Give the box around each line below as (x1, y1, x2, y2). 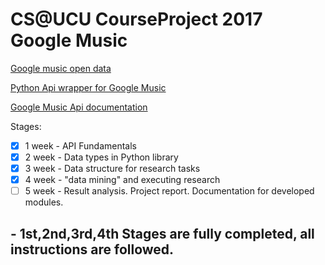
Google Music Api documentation (10, 101, 148, 113)
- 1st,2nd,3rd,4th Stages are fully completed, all (10, 225, 315, 242)
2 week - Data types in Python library (24, 151, 179, 163)
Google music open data (10, 62, 112, 74)
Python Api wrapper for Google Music (10, 81, 167, 93)
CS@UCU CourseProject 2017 (10, 8, 263, 31)
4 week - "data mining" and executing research (24, 174, 221, 186)
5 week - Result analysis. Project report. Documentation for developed (24, 185, 315, 197)
